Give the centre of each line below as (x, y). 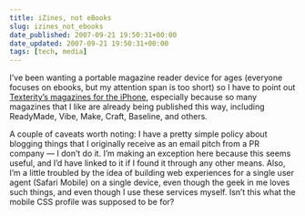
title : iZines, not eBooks (61, 18)
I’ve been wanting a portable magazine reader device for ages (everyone (146, 77)
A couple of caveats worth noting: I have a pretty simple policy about (138, 134)
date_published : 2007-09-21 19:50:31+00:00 (93, 35)
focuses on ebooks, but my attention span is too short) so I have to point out (152, 87)
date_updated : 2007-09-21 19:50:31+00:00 (89, 43)
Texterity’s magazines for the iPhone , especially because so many (133, 98)
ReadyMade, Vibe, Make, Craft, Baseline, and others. (108, 117)
